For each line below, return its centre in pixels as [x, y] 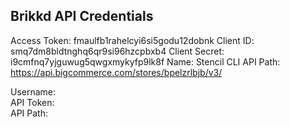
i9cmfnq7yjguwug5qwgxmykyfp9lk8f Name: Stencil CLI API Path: [145, 61]
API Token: [32, 102]
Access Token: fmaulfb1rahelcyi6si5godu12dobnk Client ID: [132, 40]
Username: [33, 91]
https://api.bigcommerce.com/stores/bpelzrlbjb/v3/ [116, 72]
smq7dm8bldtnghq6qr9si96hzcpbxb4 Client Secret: [117, 51]
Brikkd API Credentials [82, 16]
